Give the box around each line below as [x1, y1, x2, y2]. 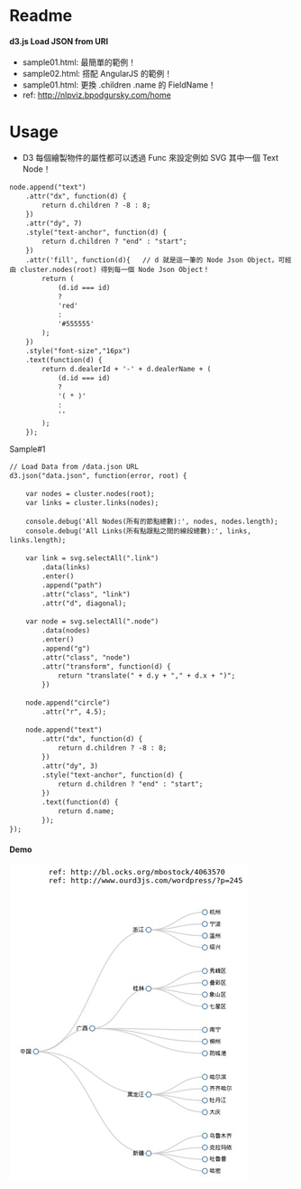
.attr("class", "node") [41, 653, 131, 662]
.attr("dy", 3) [41, 762, 99, 771]
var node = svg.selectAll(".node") [25, 617, 160, 626]
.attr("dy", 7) [25, 219, 83, 229]
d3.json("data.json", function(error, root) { [9, 472, 187, 481]
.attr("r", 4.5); [41, 707, 106, 716]
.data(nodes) [41, 626, 91, 635]
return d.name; [57, 807, 115, 816]
